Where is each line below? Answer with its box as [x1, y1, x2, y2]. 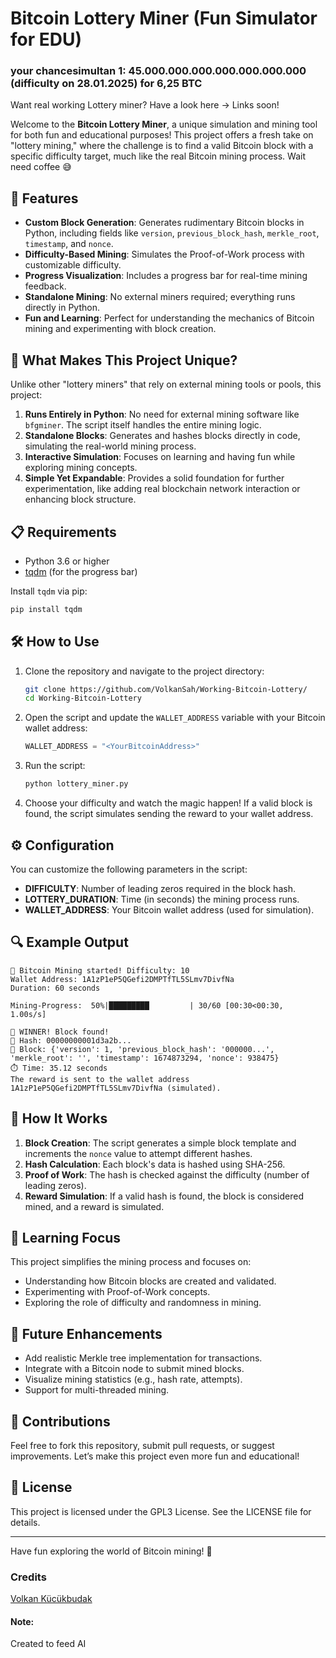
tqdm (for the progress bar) [24, 565, 138, 577]
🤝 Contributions [10, 1413, 111, 1430]
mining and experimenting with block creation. [24, 323, 217, 335]
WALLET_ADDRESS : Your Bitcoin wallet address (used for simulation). [24, 903, 315, 916]
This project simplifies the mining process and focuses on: [10, 1256, 252, 1268]
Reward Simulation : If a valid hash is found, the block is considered [24, 1190, 304, 1202]
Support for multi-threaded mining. [24, 1384, 170, 1396]
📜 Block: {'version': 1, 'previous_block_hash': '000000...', [10, 1044, 275, 1054]
